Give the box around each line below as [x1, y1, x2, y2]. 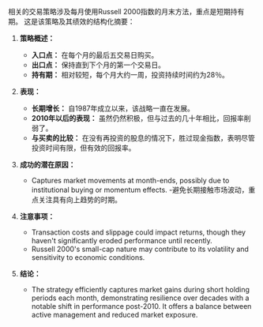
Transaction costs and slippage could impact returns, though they [31, 227, 246, 237]
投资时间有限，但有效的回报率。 [31, 143, 136, 152]
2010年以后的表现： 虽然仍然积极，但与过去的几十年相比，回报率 [31, 114, 245, 122]
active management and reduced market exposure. [31, 310, 198, 319]
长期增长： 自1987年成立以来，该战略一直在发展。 [31, 103, 195, 113]
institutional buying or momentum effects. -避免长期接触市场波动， [31, 185, 249, 194]
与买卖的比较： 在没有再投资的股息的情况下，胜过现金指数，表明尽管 [31, 133, 255, 142]
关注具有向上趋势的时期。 [38, 195, 122, 204]
